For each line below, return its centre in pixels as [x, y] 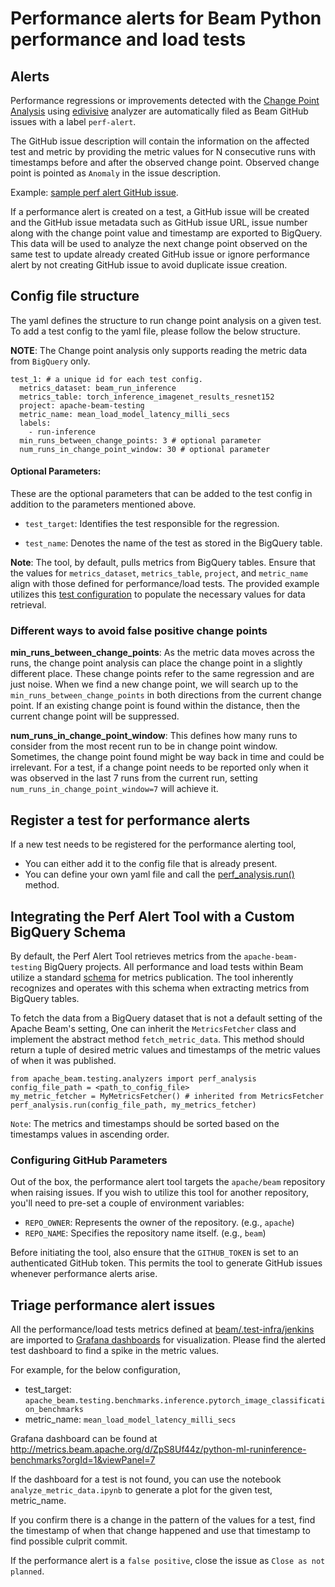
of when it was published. [63, 1060]
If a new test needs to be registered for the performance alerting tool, [153, 844]
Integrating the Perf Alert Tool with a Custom [152, 916]
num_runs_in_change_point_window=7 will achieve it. [114, 789]
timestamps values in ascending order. [90, 1134]
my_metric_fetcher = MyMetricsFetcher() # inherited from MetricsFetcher [167, 1096]
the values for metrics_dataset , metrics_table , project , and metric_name [159, 573]
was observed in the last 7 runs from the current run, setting [134, 778]
